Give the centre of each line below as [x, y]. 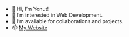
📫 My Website [30, 28]
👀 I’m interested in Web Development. [57, 15]
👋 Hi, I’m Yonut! [30, 9]
